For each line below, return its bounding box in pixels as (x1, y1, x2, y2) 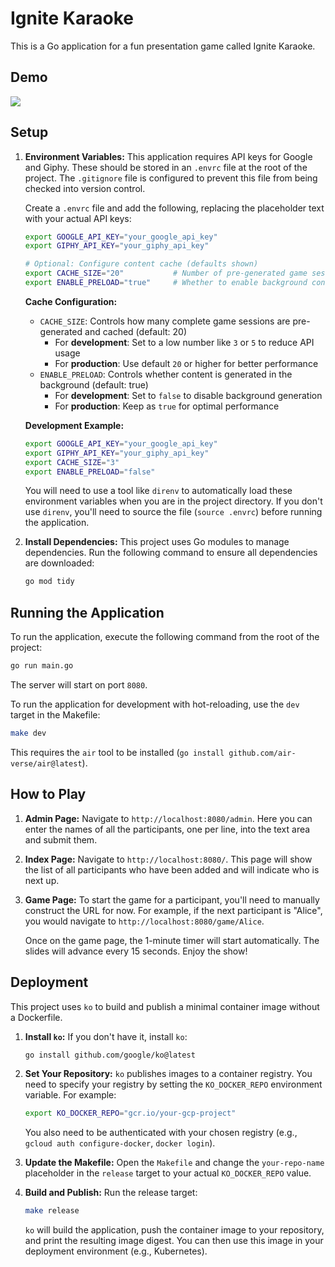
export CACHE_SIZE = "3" (24, 457, 120, 467)
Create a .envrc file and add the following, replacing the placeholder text (24, 202, 325, 214)
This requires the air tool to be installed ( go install (10, 746, 225, 758)
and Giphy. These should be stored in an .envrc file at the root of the (24, 161, 308, 173)
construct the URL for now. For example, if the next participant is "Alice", (24, 904, 323, 916)
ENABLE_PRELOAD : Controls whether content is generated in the (39, 368, 293, 380)
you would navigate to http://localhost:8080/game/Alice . (24, 915, 265, 927)
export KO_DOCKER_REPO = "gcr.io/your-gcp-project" (24, 1108, 237, 1119)
